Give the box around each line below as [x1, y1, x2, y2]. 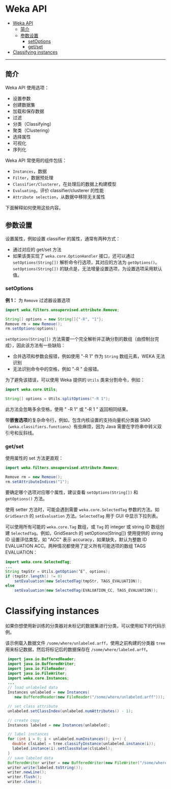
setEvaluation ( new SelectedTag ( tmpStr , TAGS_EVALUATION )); [14, 578, 142, 584]
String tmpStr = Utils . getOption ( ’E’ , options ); [5, 569, 110, 574]
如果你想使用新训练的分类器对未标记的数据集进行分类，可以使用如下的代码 [5, 623, 161, 629]
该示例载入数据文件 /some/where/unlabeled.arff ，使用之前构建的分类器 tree [5, 640, 165, 646]
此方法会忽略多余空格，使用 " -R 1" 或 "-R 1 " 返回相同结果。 [5, 406, 131, 412]
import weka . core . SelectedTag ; [5, 560, 72, 565]
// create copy [7, 717, 40, 723]
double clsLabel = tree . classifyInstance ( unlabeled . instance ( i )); [12, 741, 156, 747]
